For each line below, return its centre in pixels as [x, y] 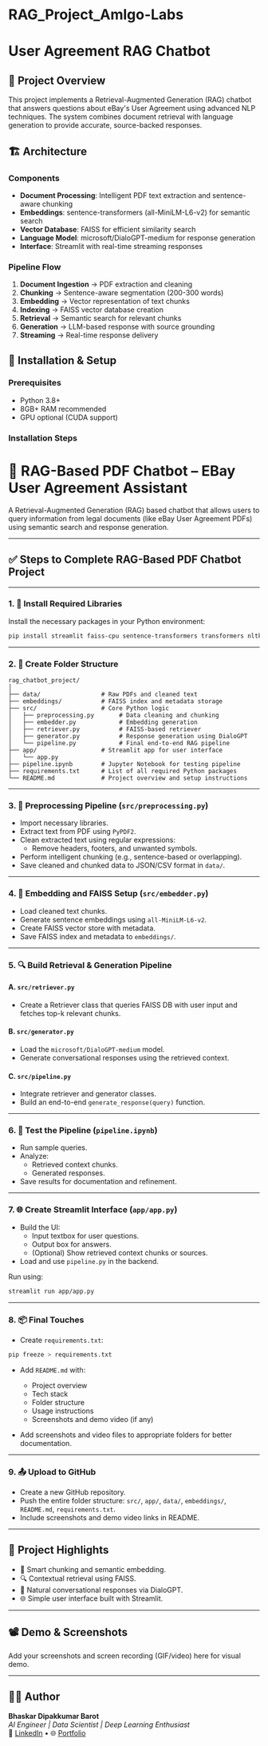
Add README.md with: [53, 1369]
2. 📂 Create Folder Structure [63, 664]
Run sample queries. [53, 1148]
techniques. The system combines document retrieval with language [121, 117]
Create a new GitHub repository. [73, 1492]
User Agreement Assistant [98, 488]
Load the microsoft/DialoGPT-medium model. [92, 1049]
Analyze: [34, 1156]
